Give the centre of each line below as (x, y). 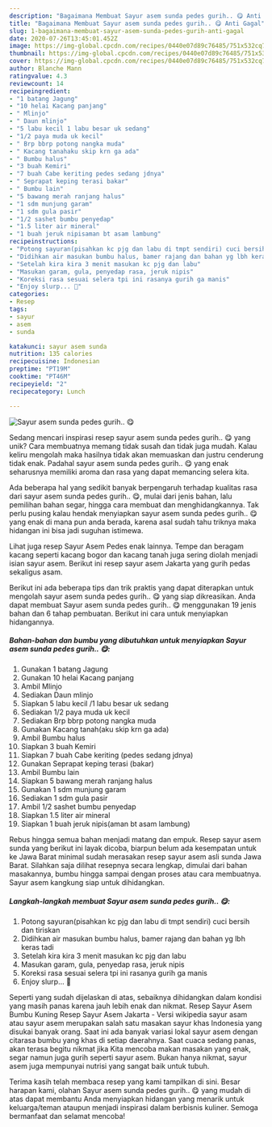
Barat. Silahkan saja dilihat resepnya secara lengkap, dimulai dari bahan (128, 866)
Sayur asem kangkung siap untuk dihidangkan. (87, 883)
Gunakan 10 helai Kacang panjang (77, 678)
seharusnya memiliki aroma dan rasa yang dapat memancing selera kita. (129, 472)
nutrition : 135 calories (51, 354)
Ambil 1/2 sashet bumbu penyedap (78, 807)
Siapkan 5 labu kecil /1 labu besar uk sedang (94, 704)
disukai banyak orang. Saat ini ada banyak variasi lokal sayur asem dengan (134, 1032)
